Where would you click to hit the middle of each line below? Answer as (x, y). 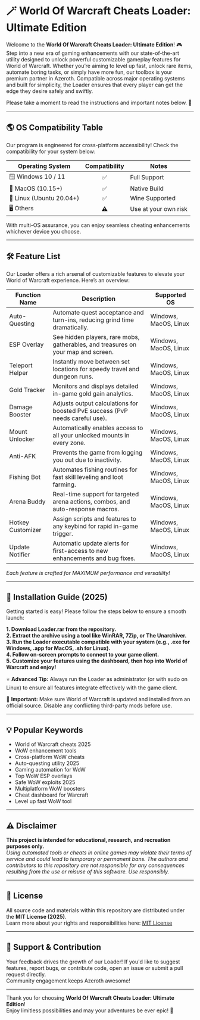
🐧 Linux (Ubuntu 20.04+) (44, 198)
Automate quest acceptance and (98, 312)
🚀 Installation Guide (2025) (57, 597)
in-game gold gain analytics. (93, 393)
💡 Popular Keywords (45, 730)
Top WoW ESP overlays (43, 776)
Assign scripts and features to (95, 518)
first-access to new (80, 551)
